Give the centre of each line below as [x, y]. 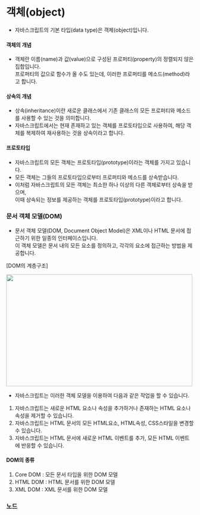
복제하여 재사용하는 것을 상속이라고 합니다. [75, 133]
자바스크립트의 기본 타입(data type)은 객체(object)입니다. [82, 30]
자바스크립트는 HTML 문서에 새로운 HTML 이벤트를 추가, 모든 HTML [94, 438]
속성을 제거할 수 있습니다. [44, 415]
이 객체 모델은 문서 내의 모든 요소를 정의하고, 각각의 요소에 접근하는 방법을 [100, 245]
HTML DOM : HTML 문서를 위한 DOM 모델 [65, 482]
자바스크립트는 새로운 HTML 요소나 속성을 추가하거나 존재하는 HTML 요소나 [103, 408]
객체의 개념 [19, 45]
